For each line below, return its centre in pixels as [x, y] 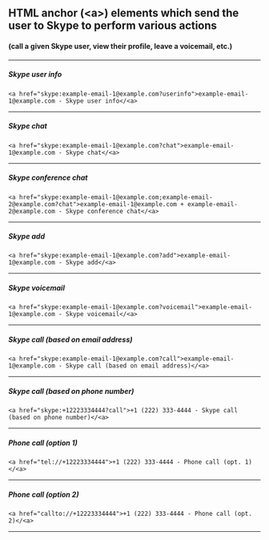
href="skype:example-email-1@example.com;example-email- [116, 197]
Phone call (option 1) [43, 443]
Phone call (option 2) [44, 494]
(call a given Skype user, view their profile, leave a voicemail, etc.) [120, 46]
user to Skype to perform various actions [113, 26]
